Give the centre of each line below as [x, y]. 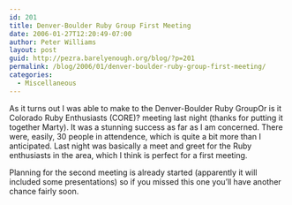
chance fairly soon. [44, 191]
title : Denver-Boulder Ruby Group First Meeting [100, 26]
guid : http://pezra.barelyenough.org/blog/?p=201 [102, 58]
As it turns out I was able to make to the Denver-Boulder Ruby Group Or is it [146, 108]
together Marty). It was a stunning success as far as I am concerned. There [146, 127]
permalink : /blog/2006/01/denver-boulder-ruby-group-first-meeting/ [138, 67]
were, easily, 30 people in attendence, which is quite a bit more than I [135, 136]
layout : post [33, 50]
